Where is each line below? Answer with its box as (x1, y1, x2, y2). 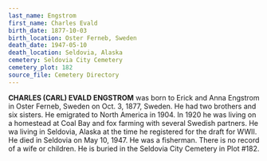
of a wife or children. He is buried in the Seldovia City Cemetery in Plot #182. (8, 143, 260, 153)
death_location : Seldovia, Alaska (8, 49, 124, 57)
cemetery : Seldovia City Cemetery (8, 57, 124, 65)
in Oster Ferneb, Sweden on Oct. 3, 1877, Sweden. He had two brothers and (8, 101, 257, 111)
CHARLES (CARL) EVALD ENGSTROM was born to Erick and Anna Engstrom (8, 92, 260, 102)
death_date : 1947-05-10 (8, 41, 88, 49)
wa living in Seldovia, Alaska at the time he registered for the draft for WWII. (8, 127, 257, 136)
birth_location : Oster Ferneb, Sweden (8, 33, 137, 42)
